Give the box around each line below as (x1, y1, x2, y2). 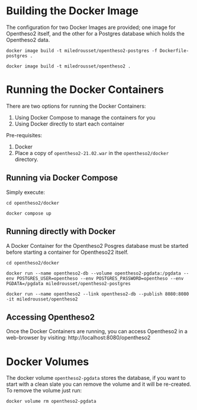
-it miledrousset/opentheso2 (6, 296, 78, 302)
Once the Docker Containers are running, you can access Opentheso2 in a (6, 328, 188, 335)
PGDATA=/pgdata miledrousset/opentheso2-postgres (6, 280, 131, 286)
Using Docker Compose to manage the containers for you (14, 114, 156, 121)
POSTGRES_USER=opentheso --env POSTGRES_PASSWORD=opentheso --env (17, 275, 184, 282)
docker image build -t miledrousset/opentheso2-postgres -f (6, 47, 158, 54)
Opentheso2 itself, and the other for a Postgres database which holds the (6, 30, 185, 37)
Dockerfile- (159, 47, 189, 54)
